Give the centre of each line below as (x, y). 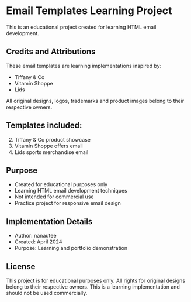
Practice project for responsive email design (68, 203)
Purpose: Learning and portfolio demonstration (71, 248)
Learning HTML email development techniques (71, 191)
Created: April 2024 (38, 242)
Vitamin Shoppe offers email (48, 146)
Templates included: (44, 126)
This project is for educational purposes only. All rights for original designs (96, 280)
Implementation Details (49, 222)
